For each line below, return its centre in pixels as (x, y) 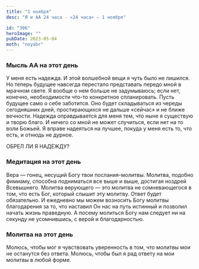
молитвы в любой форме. (39, 259)
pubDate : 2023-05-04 (32, 39)
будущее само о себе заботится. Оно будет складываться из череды (94, 103)
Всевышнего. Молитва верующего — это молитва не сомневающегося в (99, 187)
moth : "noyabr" (25, 45)
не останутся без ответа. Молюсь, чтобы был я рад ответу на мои (90, 254)
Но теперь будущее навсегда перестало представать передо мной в (94, 84)
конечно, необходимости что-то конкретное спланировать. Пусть (90, 97)
